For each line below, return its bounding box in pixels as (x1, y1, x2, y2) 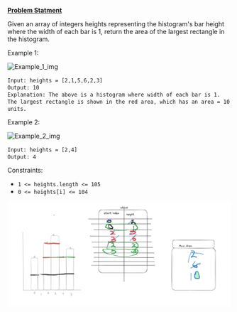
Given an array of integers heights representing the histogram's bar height (7, 20, 225, 28)
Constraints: (7, 166, 43, 174)
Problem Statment (7, 6, 62, 14)
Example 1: (7, 49, 39, 57)
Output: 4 (7, 154, 37, 161)
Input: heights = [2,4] (7, 146, 78, 154)
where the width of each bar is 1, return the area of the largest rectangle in (7, 28, 225, 36)
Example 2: (7, 118, 40, 127)
